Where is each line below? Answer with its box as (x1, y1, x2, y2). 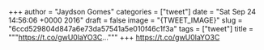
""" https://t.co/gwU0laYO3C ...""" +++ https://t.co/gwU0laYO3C (8, 32, 220, 42)
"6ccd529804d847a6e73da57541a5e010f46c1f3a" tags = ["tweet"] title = (8, 24, 253, 33)
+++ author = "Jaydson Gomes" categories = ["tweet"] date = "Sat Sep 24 (8, 7, 257, 16)
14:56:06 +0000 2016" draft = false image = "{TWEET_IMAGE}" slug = (8, 15, 243, 25)
